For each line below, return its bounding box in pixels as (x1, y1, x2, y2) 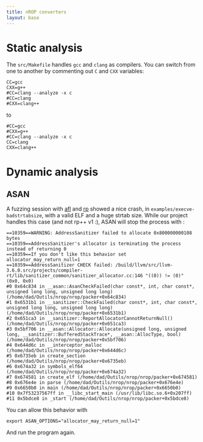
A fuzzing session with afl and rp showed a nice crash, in (6, 205, 150, 212)
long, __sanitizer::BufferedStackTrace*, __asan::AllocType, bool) (6, 331, 182, 338)
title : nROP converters (6, 9, 67, 15)
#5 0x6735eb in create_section (6, 353, 86, 359)
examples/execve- (151, 206, 195, 212)
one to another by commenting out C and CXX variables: (6, 68, 144, 75)
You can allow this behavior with (6, 407, 88, 414)
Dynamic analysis (6, 165, 99, 179)
